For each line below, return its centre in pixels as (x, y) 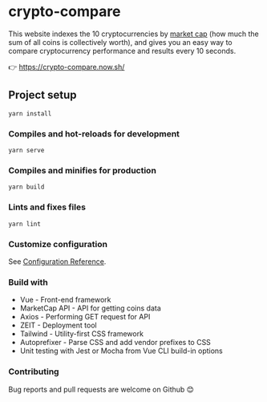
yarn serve (26, 151)
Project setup (43, 95)
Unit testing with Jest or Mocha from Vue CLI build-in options (121, 351)
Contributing (34, 372)
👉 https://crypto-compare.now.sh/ (67, 67)
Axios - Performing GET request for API (85, 317)
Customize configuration (58, 244)
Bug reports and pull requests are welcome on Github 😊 (101, 389)
